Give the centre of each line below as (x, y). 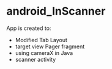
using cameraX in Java (44, 53)
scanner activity (35, 59)
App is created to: (29, 28)
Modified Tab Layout (41, 40)
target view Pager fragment (50, 46)
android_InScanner (56, 11)
